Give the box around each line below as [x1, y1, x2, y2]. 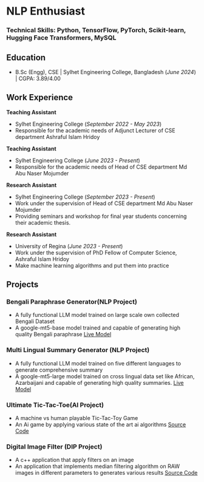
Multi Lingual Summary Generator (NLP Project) [6, 346, 150, 355]
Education [6, 52, 46, 63]
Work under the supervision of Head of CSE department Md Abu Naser [15, 199, 193, 207]
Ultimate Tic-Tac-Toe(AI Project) [6, 401, 104, 409]
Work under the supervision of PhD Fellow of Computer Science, [15, 249, 177, 256]
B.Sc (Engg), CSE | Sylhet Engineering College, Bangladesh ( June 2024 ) [15, 68, 196, 75]
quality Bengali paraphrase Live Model [15, 331, 112, 338]
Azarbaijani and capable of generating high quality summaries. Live [15, 379, 184, 386]
